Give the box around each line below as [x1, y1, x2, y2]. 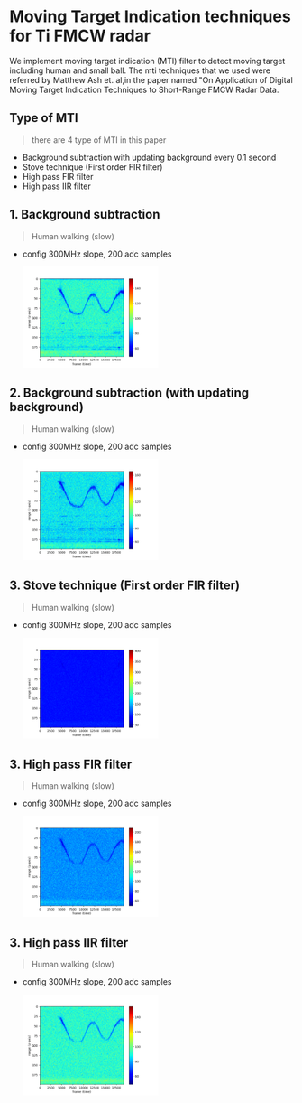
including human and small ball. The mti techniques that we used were [9, 65, 271, 76]
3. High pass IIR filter [9, 935, 129, 950]
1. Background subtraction [9, 207, 160, 222]
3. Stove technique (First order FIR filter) [9, 578, 241, 594]
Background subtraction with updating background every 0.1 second [22, 152, 277, 163]
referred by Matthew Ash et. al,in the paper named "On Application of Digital [9, 74, 293, 85]
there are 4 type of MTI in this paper [31, 134, 167, 145]
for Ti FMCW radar [9, 25, 151, 46]
